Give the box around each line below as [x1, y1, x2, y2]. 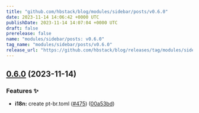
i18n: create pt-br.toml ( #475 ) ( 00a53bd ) [14, 100, 115, 107]
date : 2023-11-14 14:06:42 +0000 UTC [6, 14, 99, 20]
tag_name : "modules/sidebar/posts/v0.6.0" [6, 42, 113, 48]
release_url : [6, 47, 38, 53]
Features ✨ [6, 87, 39, 95]
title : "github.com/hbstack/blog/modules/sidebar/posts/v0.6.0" [6, 8, 168, 15]
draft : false [6, 25, 38, 31]
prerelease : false [6, 31, 52, 37]
